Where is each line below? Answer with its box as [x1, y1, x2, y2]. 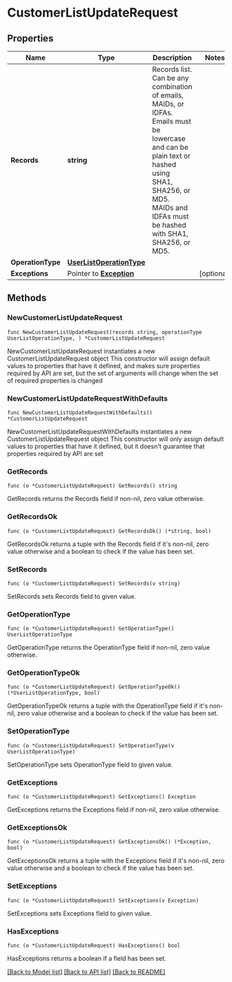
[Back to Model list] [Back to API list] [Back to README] [7, 967, 166, 976]
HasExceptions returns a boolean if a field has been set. [7, 954, 166, 963]
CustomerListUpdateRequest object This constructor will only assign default [7, 435, 224, 443]
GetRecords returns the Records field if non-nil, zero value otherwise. [7, 495, 205, 503]
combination [151, 82, 193, 91]
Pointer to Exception [67, 269, 135, 278]
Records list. [151, 64, 192, 74]
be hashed [151, 220, 186, 230]
